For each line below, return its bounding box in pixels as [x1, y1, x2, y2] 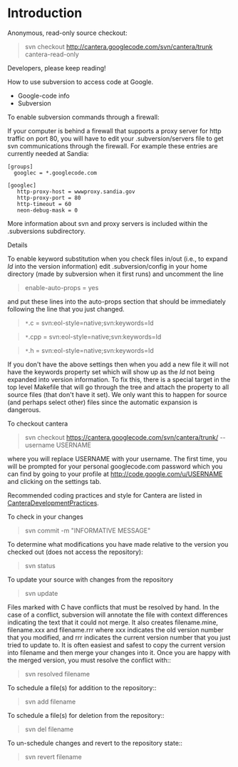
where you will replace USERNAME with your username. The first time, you [7, 454, 227, 463]
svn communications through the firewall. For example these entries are [7, 141, 219, 150]
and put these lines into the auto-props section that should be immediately [7, 297, 226, 306]
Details [7, 240, 28, 249]
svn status [24, 561, 56, 570]
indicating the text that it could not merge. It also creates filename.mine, [7, 618, 219, 627]
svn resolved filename [24, 669, 90, 678]
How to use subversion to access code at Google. [7, 77, 154, 86]
